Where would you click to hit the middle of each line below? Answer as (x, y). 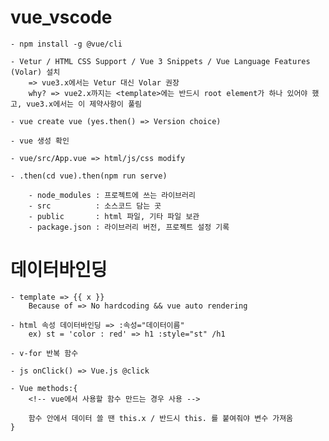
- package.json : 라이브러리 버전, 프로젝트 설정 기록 (129, 227)
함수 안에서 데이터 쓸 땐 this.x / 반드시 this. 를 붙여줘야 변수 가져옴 (161, 418)
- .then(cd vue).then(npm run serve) (89, 176)
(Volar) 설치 (35, 72)
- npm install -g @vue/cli (66, 44)
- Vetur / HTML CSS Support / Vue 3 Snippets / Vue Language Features (160, 61)
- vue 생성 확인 (40, 141)
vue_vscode (61, 17)
